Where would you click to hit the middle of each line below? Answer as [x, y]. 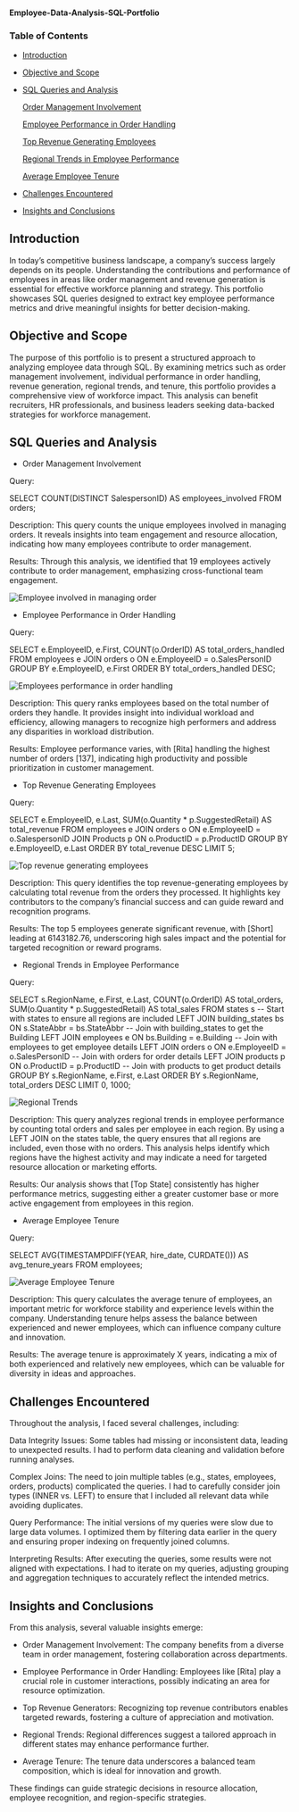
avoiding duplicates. [46, 1506]
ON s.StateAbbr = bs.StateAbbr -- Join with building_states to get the [137, 1028]
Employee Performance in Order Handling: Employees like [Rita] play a [151, 1671]
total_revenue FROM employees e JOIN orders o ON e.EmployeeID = [135, 830]
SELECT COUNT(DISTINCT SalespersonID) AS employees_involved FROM [146, 498]
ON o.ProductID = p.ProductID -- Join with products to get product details [145, 1066]
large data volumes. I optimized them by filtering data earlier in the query [143, 1532]
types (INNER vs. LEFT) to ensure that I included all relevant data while [139, 1496]
